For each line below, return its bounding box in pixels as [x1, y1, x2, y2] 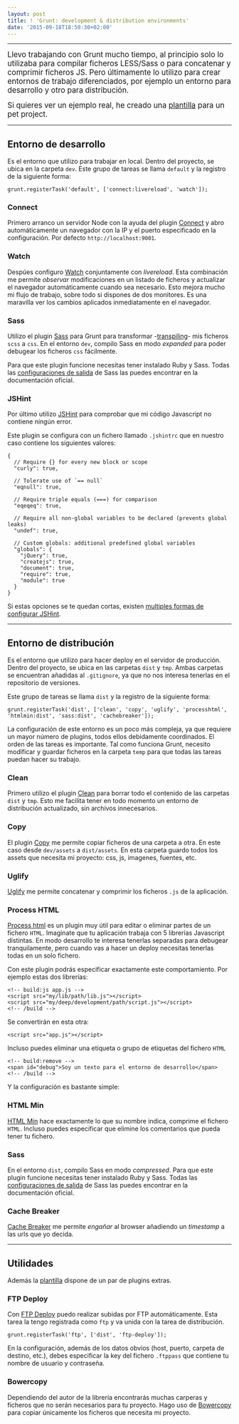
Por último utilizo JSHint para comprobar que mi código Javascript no [7, 410, 212, 419]
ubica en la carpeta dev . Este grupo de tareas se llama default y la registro [7, 164, 226, 173]
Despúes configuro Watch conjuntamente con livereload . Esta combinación [7, 268, 228, 276]
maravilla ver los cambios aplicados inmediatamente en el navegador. [7, 298, 211, 306]
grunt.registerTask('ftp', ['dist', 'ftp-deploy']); [7, 1331, 167, 1339]
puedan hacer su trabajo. [7, 755, 81, 764]
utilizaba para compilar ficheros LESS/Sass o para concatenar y [7, 58, 231, 68]
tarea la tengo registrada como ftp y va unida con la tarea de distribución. [7, 1318, 225, 1326]
